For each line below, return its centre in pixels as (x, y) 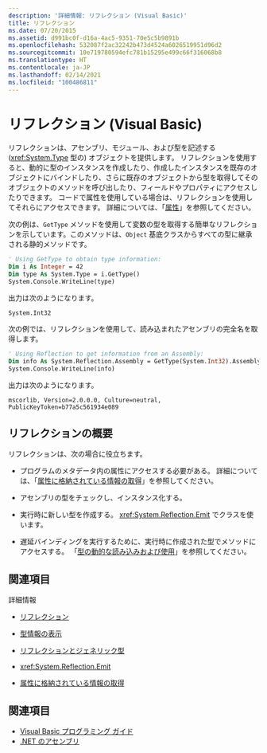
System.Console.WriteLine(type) (62, 282)
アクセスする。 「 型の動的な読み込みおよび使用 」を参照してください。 (135, 551)
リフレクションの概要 (60, 433)
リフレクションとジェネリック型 (72, 651)
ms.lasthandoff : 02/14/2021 (55, 75)
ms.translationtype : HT (48, 61)
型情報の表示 (41, 633)
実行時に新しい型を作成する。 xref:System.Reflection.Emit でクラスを (133, 515)
